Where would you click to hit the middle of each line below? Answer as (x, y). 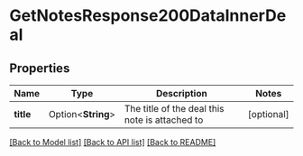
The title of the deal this (174, 109)
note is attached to (164, 120)
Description (182, 93)
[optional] (268, 114)
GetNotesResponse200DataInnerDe (148, 16)
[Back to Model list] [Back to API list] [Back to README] (113, 142)
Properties (40, 68)
